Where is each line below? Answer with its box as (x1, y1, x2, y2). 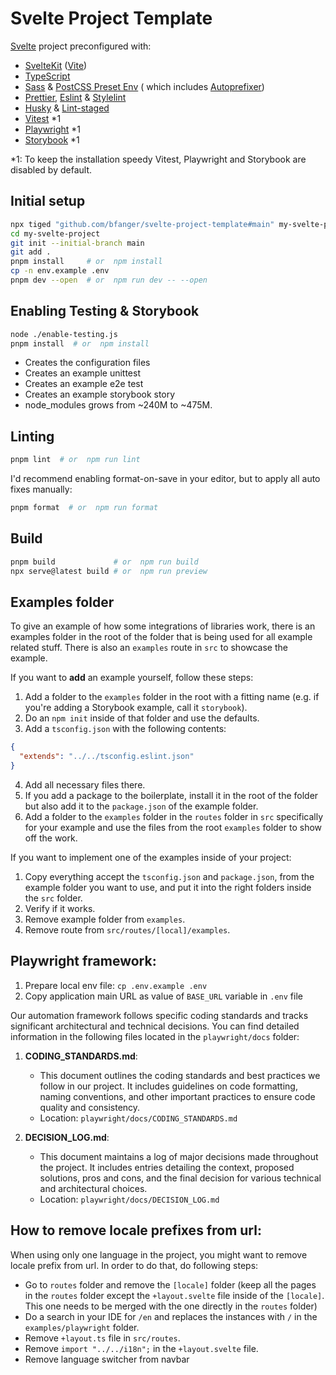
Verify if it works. (24, 903, 96, 914)
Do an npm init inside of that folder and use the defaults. (24, 712, 260, 724)
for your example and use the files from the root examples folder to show (24, 822, 323, 833)
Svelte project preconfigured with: (10, 40, 152, 52)
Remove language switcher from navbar (24, 1353, 190, 1365)
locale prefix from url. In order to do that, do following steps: (10, 1259, 259, 1271)
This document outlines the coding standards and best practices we (39, 1069, 321, 1081)
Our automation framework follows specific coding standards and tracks (10, 1009, 309, 1021)
